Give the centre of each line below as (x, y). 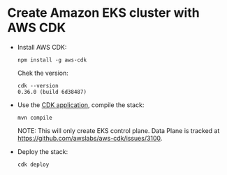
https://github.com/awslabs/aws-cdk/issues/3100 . (90, 138)
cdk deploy (33, 164)
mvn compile (35, 118)
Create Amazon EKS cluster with (104, 13)
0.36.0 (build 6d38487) (52, 92)
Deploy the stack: (43, 151)
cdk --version (38, 85)
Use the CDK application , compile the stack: (81, 105)
